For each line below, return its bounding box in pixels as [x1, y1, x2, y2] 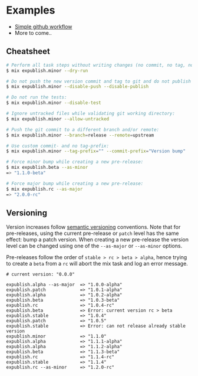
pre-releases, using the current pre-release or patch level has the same [6, 230, 179, 237]
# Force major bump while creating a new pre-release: [6, 181, 144, 187]
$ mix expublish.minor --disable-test [6, 100, 101, 106]
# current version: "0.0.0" [6, 272, 75, 277]
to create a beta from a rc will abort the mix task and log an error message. [6, 260, 189, 267]
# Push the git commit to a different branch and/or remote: [6, 126, 160, 133]
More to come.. [14, 29, 52, 36]
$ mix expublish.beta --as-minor [6, 165, 88, 171]
